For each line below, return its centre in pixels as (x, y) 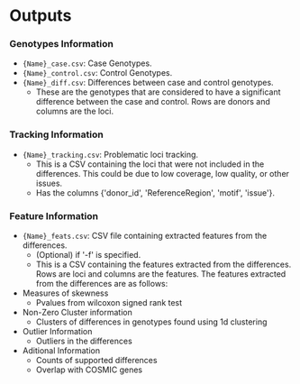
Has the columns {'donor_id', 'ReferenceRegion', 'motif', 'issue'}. (155, 192)
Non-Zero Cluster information (77, 313)
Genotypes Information (62, 44)
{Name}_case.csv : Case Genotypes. (87, 63)
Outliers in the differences (84, 341)
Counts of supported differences (96, 361)
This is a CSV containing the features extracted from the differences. (164, 265)
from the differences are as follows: (102, 284)
